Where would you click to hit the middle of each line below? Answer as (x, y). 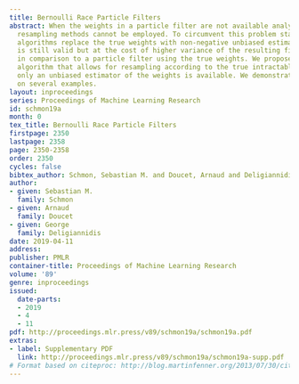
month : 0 (25, 117)
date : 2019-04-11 (41, 241)
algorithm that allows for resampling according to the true (133, 68)
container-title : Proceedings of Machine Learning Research (123, 266)
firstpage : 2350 (39, 134)
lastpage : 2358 (37, 142)
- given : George (39, 225)
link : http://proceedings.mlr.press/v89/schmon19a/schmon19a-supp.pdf (151, 357)
